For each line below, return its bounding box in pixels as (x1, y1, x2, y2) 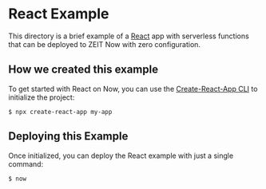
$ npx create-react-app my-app (8, 108, 113, 116)
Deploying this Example (8, 129, 129, 144)
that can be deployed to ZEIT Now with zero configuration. (8, 39, 201, 49)
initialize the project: (8, 93, 75, 102)
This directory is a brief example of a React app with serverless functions (8, 31, 249, 41)
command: (8, 159, 44, 168)
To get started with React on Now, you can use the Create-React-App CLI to (8, 84, 258, 93)
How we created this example (8, 63, 158, 77)
